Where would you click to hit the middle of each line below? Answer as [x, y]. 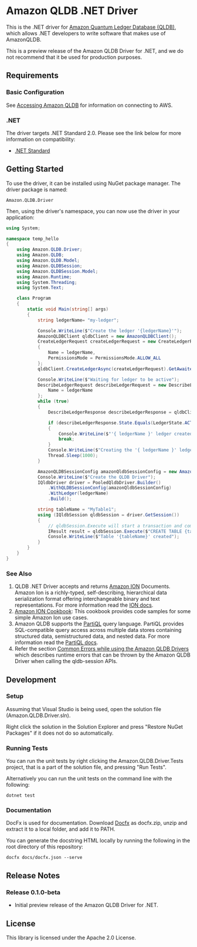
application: [20, 217]
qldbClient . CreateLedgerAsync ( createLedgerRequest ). [103, 369]
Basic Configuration [35, 92]
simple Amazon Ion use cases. [51, 618]
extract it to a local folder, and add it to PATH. [61, 829]
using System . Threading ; [47, 282]
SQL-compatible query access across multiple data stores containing [98, 630]
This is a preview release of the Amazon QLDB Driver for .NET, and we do [95, 50]
